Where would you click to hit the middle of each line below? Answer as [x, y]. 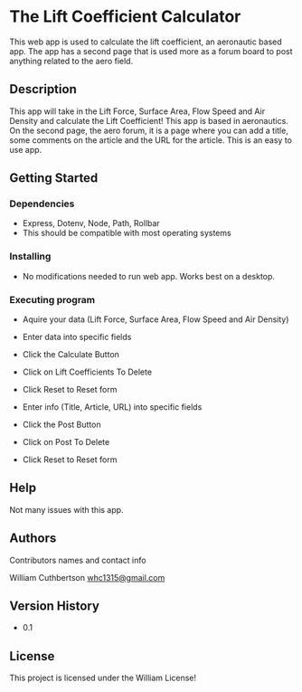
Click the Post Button [61, 425]
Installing [30, 257]
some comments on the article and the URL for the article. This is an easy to [151, 140]
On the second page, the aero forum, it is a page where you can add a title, [149, 130]
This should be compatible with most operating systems [127, 233]
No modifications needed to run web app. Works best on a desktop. [149, 276]
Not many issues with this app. [66, 509]
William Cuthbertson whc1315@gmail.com [87, 577]
